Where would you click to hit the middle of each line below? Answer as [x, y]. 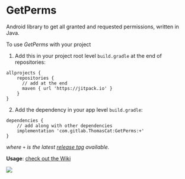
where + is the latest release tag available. [58, 147]
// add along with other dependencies [65, 126]
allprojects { [24, 73]
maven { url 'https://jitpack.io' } [67, 88]
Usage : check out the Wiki [39, 158]
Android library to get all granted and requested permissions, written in [93, 27]
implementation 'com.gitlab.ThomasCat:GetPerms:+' [81, 131]
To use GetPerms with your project [49, 44]
